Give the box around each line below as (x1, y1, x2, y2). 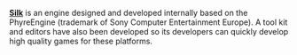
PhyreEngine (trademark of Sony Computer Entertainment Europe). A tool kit (9, 17, 288, 27)
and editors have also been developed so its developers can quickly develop (9, 27, 289, 36)
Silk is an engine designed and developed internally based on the (9, 8, 248, 18)
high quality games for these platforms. (9, 35, 153, 46)
